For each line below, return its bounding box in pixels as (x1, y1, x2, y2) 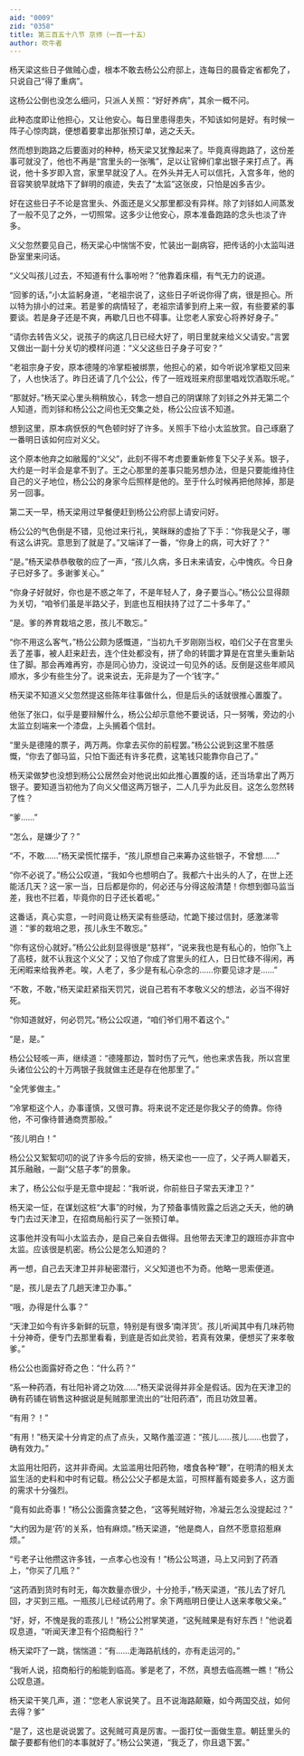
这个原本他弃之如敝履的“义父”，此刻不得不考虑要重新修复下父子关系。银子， (9, 453, 294, 464)
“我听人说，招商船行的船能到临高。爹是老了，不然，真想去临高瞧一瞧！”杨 (9, 1665, 287, 1675)
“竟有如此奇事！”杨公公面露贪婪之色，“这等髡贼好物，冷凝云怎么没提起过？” (9, 1504, 293, 1515)
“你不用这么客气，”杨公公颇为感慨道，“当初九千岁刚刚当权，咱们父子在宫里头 (9, 637, 294, 648)
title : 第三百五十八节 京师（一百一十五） (9, 30, 150, 39)
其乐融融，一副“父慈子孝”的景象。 (9, 1163, 136, 1174)
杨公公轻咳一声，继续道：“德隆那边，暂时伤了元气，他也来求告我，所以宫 (9, 1053, 283, 1064)
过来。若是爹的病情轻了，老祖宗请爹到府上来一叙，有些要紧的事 (56, 300, 295, 312)
